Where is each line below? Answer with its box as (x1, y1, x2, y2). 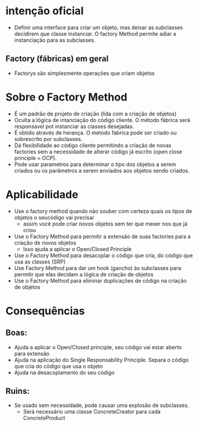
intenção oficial (5, 4, 84, 18)
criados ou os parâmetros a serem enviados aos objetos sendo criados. (14, 167, 189, 174)
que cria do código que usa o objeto (14, 362, 103, 369)
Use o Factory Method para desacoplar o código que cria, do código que (14, 252, 193, 259)
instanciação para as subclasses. (14, 36, 96, 43)
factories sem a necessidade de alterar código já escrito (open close (14, 148, 182, 155)
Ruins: (5, 386, 30, 396)
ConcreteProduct (23, 415, 66, 422)
